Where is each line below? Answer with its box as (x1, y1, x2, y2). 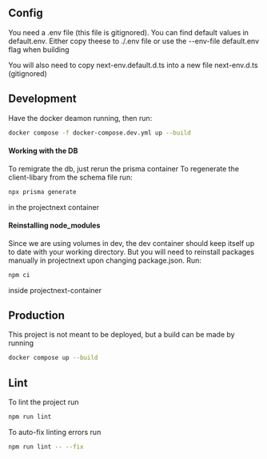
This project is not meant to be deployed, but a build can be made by (8, 330, 235, 340)
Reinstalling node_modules (8, 220, 101, 231)
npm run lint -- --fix (8, 443, 84, 451)
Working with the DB (8, 146, 78, 155)
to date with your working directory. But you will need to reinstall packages (8, 247, 254, 256)
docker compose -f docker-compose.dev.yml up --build (8, 128, 192, 137)
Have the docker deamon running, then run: (8, 113, 153, 123)
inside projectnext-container (8, 285, 102, 295)
